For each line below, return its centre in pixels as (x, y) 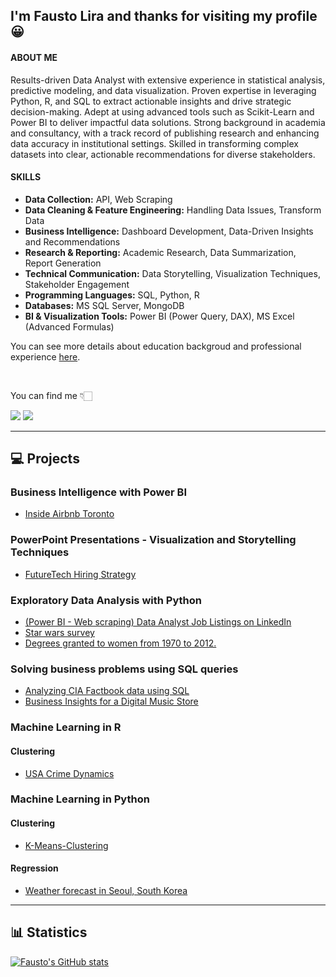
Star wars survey (59, 633)
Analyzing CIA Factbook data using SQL (107, 691)
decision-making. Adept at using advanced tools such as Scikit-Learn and (162, 111)
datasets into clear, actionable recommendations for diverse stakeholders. (163, 154)
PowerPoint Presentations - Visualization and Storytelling (153, 540)
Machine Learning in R (66, 727)
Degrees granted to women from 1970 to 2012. (120, 643)
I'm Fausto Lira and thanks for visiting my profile (164, 16)
